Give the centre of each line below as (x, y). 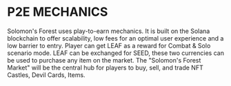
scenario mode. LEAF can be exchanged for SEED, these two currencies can (115, 53)
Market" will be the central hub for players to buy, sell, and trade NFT (105, 67)
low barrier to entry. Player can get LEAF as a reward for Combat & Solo (109, 45)
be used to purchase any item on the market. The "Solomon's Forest (104, 60)
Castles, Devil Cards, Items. (46, 75)
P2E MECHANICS (58, 12)
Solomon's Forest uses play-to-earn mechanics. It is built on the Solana (109, 31)
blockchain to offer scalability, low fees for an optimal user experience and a (115, 38)
